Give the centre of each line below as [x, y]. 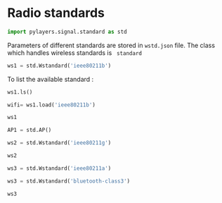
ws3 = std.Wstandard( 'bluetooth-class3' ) [69, 181]
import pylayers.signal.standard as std [67, 32]
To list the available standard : [51, 79]
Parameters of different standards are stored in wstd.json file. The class [111, 45]
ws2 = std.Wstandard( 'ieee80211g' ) [59, 143]
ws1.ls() [20, 92]
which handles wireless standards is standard [75, 53]
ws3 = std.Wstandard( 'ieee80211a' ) [59, 168]
